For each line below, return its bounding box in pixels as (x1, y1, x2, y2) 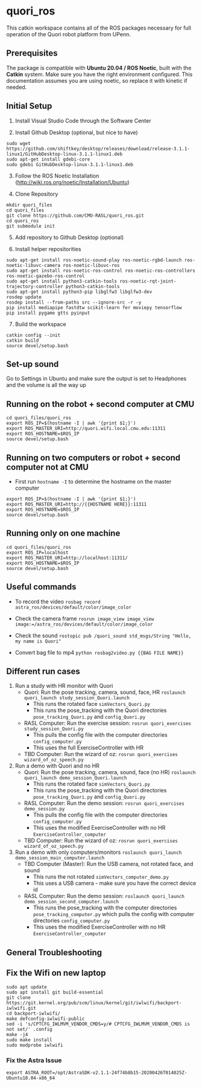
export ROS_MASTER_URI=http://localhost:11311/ (6, 554, 128, 561)
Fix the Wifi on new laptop (6, 968, 106, 978)
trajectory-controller (6, 283, 63, 289)
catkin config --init (6, 332, 61, 338)
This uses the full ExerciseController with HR (33, 744, 144, 751)
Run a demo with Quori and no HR (14, 762, 99, 769)
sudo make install (6, 1037, 52, 1043)
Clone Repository (14, 190, 58, 197)
